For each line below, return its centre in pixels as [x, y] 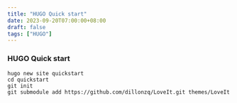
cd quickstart [28, 80]
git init [20, 86]
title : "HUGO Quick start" [47, 14]
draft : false [27, 27]
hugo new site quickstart [45, 73]
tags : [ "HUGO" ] [30, 34]
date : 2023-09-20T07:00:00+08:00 [57, 21]
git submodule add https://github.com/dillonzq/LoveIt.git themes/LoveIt [119, 92]
